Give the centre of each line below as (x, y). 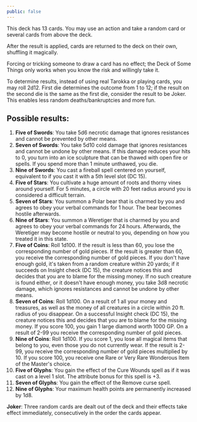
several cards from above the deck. (50, 34)
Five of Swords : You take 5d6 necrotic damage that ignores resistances (102, 132)
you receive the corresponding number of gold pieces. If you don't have (102, 258)
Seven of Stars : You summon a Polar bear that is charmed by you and (100, 201)
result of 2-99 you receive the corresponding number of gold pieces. (99, 333)
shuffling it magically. (32, 52)
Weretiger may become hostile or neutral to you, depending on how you (102, 232)
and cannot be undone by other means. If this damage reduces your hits (103, 151)
